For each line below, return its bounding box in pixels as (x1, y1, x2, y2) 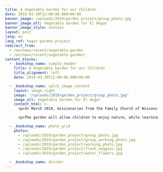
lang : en (5, 34, 23, 39)
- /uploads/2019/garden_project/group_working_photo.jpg (17, 137, 136, 142)
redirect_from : (5, 43, 36, 48)
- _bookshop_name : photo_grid (9, 124, 70, 129)
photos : (14, 128, 29, 133)
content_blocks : (5, 57, 38, 62)
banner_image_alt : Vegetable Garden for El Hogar (5, 20, 108, 26)
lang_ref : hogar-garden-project (5, 39, 70, 44)
